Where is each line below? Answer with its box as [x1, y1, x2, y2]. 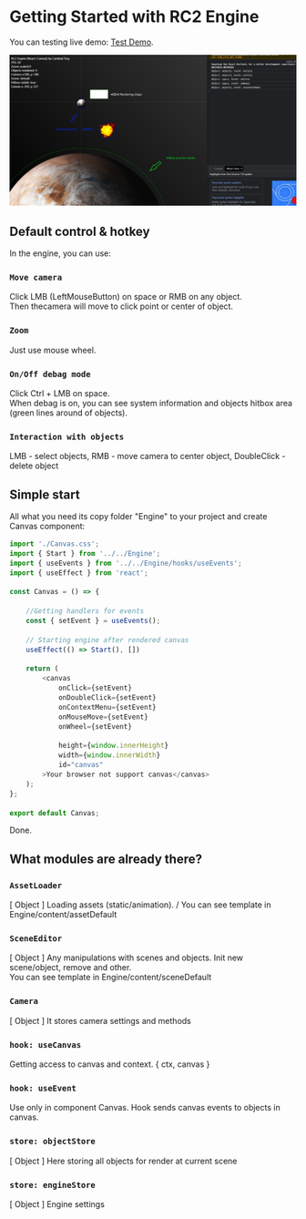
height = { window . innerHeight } [57, 741, 169, 751]
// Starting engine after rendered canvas [25, 635, 189, 644]
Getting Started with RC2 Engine [9, 6, 260, 27]
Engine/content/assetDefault [9, 909, 117, 920]
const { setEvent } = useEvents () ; [25, 617, 161, 626]
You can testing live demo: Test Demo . [9, 36, 154, 47]
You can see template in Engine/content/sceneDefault [9, 972, 212, 983]
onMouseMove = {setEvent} [57, 712, 148, 722]
